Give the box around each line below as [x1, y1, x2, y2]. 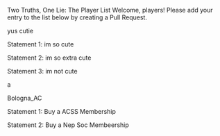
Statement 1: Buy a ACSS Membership [7, 108, 117, 115]
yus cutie [7, 27, 33, 35]
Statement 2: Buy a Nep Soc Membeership [7, 121, 130, 129]
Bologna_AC [7, 94, 42, 102]
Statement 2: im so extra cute [7, 53, 92, 62]
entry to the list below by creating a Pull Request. [7, 13, 148, 22]
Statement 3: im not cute [7, 67, 78, 75]
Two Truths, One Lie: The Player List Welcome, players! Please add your [7, 6, 213, 14]
